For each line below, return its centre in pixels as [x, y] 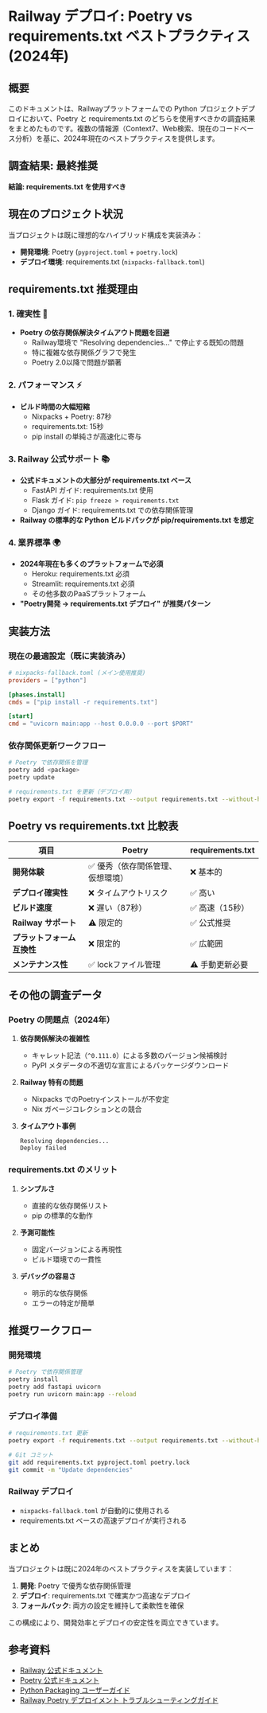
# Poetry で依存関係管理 [45, 1372]
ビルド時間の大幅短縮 [54, 406]
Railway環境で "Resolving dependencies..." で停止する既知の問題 [137, 342]
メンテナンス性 [40, 964]
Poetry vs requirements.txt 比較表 [93, 826]
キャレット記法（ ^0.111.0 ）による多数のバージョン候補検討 [130, 1056]
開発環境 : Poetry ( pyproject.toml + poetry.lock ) [99, 252]
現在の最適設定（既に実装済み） [70, 656]
